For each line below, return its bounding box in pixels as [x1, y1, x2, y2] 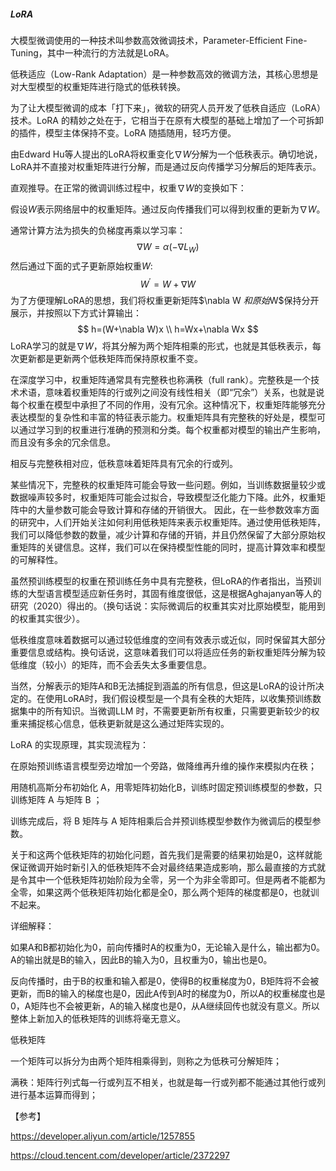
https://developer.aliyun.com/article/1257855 [10, 1130, 195, 1142]
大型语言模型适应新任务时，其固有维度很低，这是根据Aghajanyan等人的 [27, 588, 322, 600]
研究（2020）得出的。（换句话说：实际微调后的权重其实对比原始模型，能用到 [10, 600, 326, 612]
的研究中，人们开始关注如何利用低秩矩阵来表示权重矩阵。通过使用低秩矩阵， [10, 516, 326, 529]
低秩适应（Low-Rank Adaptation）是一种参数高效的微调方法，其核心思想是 [10, 68, 319, 80]
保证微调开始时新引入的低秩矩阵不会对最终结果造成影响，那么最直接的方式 [10, 861, 317, 874]
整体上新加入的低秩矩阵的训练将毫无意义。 [10, 1013, 186, 1025]
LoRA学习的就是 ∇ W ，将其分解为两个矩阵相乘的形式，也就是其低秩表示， [10, 340, 313, 352]
